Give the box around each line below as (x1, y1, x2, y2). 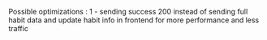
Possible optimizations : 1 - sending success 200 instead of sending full (8, 7, 248, 16)
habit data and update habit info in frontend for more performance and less (8, 15, 260, 25)
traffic (8, 24, 28, 33)
